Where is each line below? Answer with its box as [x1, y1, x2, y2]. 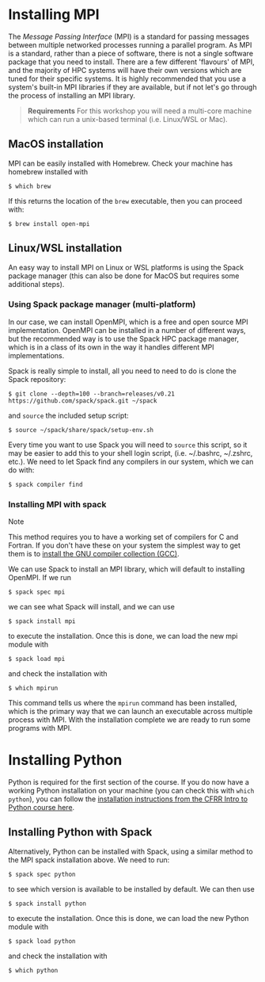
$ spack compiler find [8, 480, 83, 488]
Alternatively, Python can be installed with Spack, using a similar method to [8, 846, 253, 856]
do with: [8, 465, 35, 475]
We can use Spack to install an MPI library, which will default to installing [8, 564, 245, 574]
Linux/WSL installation [8, 242, 123, 255]
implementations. [8, 350, 65, 360]
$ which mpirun [8, 684, 59, 693]
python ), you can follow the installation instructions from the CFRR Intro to [8, 794, 248, 804]
